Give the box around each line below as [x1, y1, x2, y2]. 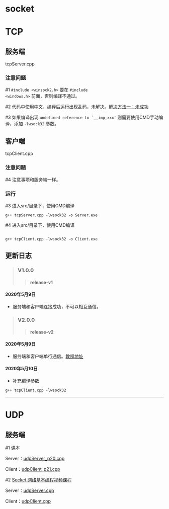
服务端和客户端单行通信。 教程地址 [12, 353, 83, 359]
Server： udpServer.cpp [5, 487, 54, 493]
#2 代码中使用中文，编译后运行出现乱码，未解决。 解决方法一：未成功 [5, 104, 149, 110]
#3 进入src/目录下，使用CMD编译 [5, 202, 74, 209]
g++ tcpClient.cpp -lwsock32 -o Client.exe [5, 236, 98, 241]
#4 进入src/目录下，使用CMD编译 [5, 222, 75, 228]
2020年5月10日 [5, 366, 38, 372]
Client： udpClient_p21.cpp [5, 466, 60, 472]
